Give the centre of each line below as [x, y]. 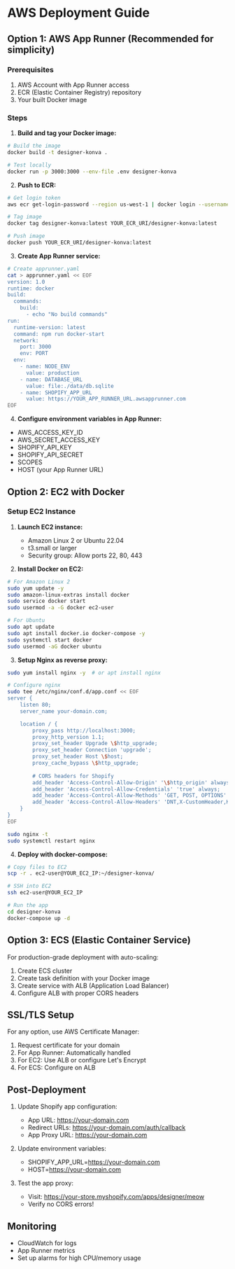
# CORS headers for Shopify [73, 776]
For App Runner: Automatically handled [74, 1053]
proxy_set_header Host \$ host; [78, 757]
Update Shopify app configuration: [67, 1107]
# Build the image [34, 146]
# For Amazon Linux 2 [39, 582]
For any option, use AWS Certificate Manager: [73, 1032]
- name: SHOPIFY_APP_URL [56, 393]
